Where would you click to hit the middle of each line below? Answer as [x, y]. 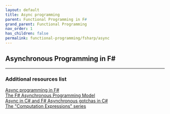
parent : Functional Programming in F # [46, 19]
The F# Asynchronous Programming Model [50, 95]
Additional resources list [36, 79]
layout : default [22, 10]
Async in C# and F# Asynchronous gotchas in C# [57, 101]
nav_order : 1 [19, 29]
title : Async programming [32, 15]
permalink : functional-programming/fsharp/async [57, 39]
